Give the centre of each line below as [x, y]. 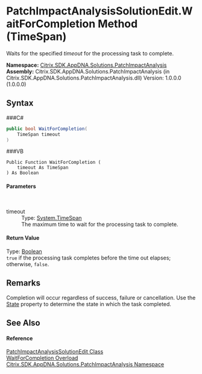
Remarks [24, 283]
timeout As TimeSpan [43, 168]
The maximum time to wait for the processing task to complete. [100, 224]
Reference [20, 338]
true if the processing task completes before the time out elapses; [89, 258]
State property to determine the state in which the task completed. [89, 304]
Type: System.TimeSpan [52, 217]
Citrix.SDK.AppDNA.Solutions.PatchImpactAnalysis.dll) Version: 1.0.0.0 [94, 78]
